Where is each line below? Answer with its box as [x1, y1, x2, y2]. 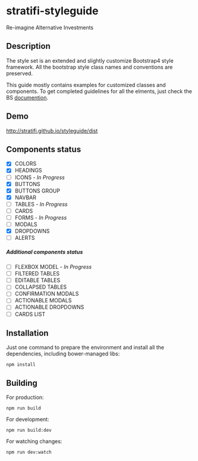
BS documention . [6, 94, 49, 101]
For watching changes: [6, 438, 62, 445]
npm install [6, 362, 36, 368]
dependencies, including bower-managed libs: [6, 350, 120, 357]
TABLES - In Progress [14, 200, 68, 208]
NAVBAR [14, 194, 37, 201]
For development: [6, 416, 49, 423]
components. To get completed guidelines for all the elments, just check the [6, 88, 192, 95]
